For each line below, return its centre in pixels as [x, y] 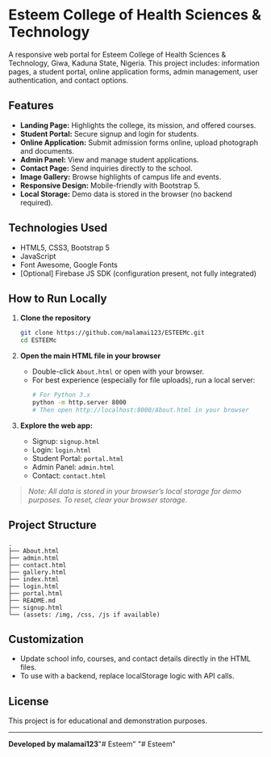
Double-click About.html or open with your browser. [118, 372]
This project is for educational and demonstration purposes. [108, 721]
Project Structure [52, 525]
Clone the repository [55, 318]
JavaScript [38, 256]
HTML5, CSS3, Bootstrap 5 [65, 247]
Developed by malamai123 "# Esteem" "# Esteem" [92, 744]
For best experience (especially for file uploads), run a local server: [144, 380]
